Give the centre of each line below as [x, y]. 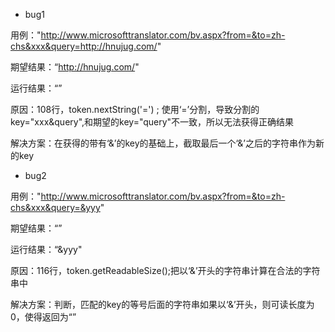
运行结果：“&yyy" [46, 249]
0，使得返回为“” [43, 317]
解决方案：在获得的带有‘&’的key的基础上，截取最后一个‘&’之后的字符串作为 [163, 143]
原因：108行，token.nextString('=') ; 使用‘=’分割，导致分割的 [135, 109]
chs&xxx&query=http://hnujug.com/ [84, 46]
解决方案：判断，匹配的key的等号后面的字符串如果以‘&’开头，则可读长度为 [162, 304]
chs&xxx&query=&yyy [55, 207]
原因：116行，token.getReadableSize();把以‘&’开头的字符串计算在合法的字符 [165, 270]
